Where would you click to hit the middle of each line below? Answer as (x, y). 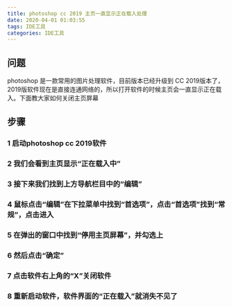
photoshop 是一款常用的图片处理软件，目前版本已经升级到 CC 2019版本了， (116, 81)
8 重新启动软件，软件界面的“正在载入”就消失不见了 (92, 296)
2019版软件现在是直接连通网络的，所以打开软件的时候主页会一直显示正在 (111, 89)
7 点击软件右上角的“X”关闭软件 (59, 276)
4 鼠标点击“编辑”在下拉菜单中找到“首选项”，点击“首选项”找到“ (113, 204)
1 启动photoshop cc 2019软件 (57, 143)
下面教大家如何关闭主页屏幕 (59, 98)
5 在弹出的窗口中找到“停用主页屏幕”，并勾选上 (85, 235)
